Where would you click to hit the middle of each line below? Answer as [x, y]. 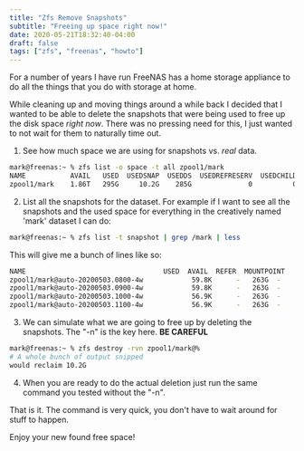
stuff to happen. [39, 419]
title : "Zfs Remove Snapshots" [68, 18]
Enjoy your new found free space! [72, 437]
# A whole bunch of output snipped [76, 357]
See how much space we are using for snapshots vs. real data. [140, 151]
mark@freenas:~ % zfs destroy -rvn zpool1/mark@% [105, 349]
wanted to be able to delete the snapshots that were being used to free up [147, 114]
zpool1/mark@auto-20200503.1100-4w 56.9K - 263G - [145, 305]
